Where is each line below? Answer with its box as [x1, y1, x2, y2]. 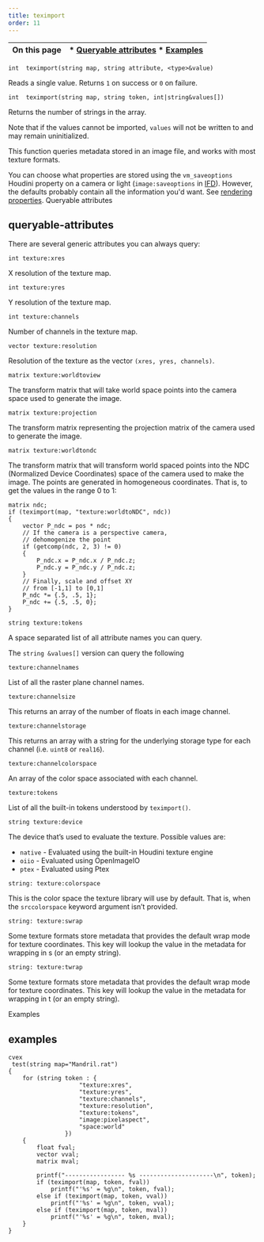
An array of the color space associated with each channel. [8, 774, 198, 783]
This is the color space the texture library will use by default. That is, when [8, 893, 251, 904]
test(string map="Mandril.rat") [11, 1060, 119, 1068]
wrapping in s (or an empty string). [8, 948, 121, 957]
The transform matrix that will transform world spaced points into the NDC [8, 460, 251, 470]
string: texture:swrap [8, 917, 83, 926]
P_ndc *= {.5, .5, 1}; [22, 591, 97, 599]
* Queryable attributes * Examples [69, 44, 204, 55]
